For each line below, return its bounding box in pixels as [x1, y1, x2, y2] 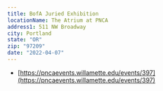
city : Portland [7, 29, 52, 37]
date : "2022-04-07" [7, 50, 65, 57]
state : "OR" [7, 36, 42, 43]
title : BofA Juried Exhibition [7, 10, 99, 17]
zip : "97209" [7, 43, 46, 50]
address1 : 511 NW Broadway [7, 23, 86, 30]
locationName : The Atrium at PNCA [7, 17, 109, 24]
